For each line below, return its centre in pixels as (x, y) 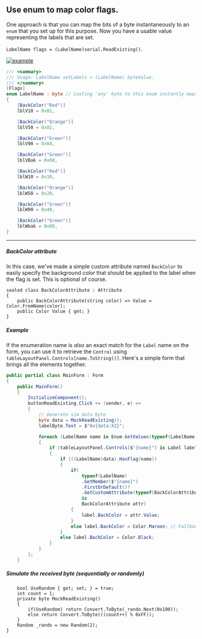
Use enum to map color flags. (62, 10)
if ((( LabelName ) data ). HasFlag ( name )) (109, 459)
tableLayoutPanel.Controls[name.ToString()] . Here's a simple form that (96, 357)
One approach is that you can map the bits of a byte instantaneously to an (98, 24)
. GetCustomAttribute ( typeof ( (118, 493)
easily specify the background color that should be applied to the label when (101, 272)
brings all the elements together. (46, 364)
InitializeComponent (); (57, 398)
